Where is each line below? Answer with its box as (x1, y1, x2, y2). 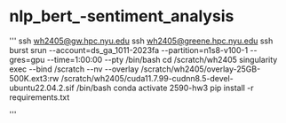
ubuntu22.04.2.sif (9, 82, 75, 93)
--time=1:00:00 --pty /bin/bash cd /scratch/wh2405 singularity (46, 54, 278, 65)
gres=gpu (9, 54, 45, 65)
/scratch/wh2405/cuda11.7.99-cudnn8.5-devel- (60, 73, 234, 83)
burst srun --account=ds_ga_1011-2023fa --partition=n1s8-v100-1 (9, 44, 249, 55)
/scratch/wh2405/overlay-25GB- (140, 64, 261, 74)
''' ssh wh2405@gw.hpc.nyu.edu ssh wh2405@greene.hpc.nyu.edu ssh (9, 35, 274, 46)
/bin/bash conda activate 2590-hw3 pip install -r (75, 82, 255, 93)
